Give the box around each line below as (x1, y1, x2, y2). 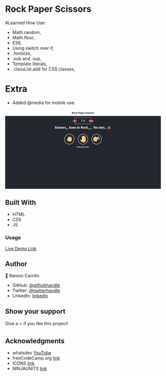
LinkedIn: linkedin (12, 293, 48, 299)
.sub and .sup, (12, 55, 41, 61)
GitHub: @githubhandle (12, 282, 60, 288)
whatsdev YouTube (12, 350, 51, 356)
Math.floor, (12, 35, 35, 40)
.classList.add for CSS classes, (12, 66, 76, 72)
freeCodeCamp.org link (12, 355, 60, 361)
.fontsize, (12, 50, 32, 56)
